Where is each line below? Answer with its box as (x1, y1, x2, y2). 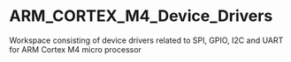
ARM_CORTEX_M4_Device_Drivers (9, 6, 273, 26)
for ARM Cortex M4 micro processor (9, 44, 142, 54)
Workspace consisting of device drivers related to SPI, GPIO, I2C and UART (9, 35, 284, 45)
